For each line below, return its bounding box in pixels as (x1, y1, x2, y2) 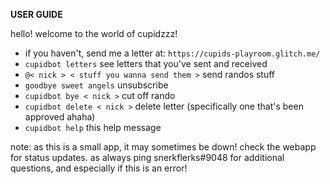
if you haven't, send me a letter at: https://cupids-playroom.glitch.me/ (24, 47, 321, 59)
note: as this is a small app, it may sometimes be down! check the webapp (10, 141, 317, 153)
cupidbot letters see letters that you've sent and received (24, 58, 268, 69)
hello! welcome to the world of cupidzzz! (10, 28, 178, 39)
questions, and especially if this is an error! (10, 162, 188, 174)
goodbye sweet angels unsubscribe (24, 79, 169, 91)
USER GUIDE (10, 9, 63, 20)
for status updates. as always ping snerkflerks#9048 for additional (10, 152, 285, 163)
